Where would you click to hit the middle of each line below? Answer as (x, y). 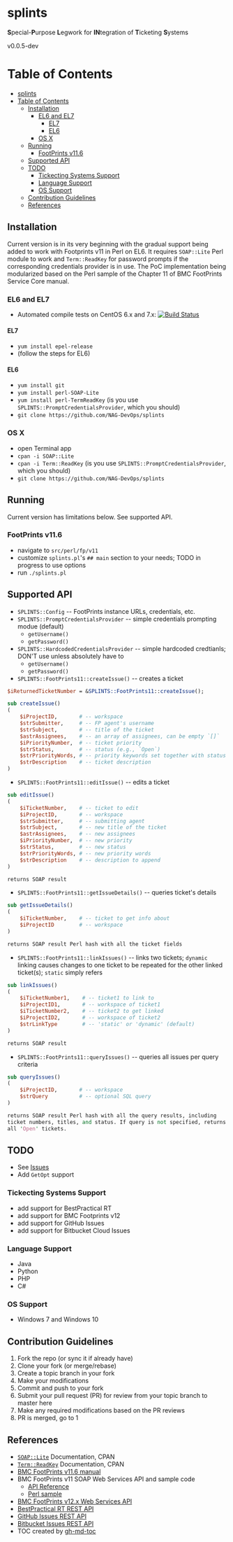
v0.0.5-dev (23, 45)
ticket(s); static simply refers (60, 972)
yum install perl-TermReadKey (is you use (78, 400)
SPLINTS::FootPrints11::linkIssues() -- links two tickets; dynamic (112, 958)
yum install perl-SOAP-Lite (58, 393)
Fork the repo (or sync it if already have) (75, 1359)
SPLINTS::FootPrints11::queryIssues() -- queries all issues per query (118, 1057)
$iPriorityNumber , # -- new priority (76, 841)
